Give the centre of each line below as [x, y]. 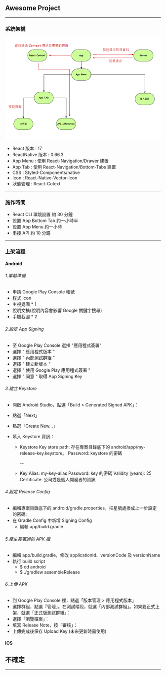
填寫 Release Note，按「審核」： [45, 625]
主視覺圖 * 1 [24, 304]
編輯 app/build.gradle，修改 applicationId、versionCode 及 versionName [86, 555]
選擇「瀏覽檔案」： [31, 619]
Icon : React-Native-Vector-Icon [45, 178]
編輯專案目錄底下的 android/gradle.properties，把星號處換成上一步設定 [84, 508]
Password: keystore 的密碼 [95, 453]
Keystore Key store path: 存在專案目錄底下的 [65, 447]
